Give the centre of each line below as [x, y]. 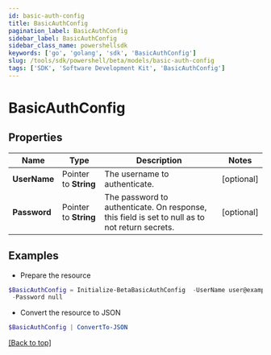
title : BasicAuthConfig [48, 23]
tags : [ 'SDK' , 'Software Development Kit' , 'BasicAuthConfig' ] [117, 68]
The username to [137, 174]
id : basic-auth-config [46, 16]
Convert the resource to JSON [70, 313]
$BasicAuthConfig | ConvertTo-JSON [68, 328]
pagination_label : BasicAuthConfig [68, 31]
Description [159, 160]
